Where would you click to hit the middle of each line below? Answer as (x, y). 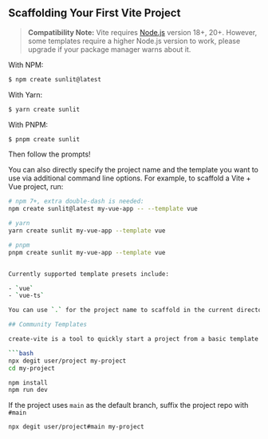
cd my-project (32, 368)
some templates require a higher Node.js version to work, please (134, 41)
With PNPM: (28, 125)
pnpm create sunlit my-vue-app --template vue (87, 252)
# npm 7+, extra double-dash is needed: (77, 202)
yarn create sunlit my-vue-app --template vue (87, 231)
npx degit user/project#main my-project (77, 427)
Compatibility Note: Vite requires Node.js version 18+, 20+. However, (142, 32)
